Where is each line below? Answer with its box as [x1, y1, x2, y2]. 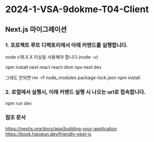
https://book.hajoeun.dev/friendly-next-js [5, 131, 92, 137]
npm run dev [5, 100, 32, 106]
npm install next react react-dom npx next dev [5, 64, 102, 70]
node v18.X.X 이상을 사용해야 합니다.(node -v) [5, 54, 98, 60]
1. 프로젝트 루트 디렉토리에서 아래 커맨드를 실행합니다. [5, 42, 128, 49]
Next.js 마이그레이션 [5, 25, 67, 33]
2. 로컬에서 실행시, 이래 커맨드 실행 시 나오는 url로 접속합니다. [5, 88, 146, 95]
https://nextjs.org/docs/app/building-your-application [5, 126, 118, 132]
